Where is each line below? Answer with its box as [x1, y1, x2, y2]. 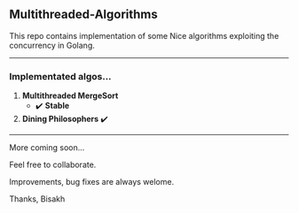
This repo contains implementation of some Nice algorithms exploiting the [9, 30, 279, 41]
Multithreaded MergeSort [21, 90, 119, 101]
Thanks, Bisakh [9, 194, 66, 204]
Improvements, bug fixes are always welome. [9, 177, 175, 187]
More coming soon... [9, 142, 85, 153]
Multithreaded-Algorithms [9, 7, 158, 22]
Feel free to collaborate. [9, 159, 97, 171]
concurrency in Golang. [9, 40, 96, 50]
